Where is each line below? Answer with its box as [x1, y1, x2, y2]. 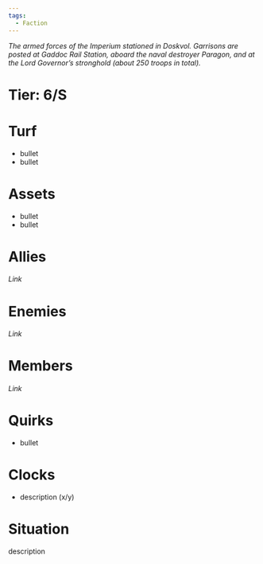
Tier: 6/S [8, 85, 68, 104]
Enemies [8, 302, 67, 320]
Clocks [8, 466, 56, 484]
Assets [8, 185, 56, 203]
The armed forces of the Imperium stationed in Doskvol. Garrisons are [8, 41, 238, 50]
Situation [8, 519, 70, 538]
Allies [8, 248, 47, 265]
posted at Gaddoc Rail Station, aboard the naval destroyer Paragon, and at [8, 49, 256, 59]
